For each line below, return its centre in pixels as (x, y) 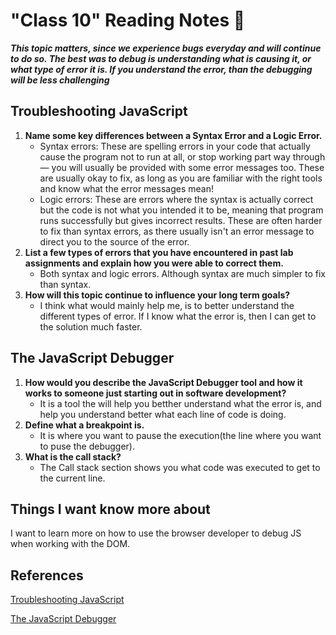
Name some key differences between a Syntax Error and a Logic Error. (173, 135)
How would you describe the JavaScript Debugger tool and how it (163, 382)
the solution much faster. (91, 326)
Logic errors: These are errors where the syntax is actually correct (176, 199)
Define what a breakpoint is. (84, 425)
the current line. (72, 478)
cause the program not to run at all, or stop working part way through (182, 156)
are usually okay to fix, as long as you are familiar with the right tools (181, 178)
